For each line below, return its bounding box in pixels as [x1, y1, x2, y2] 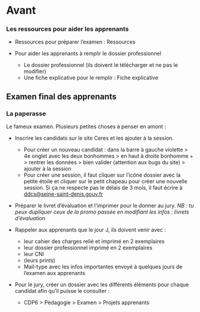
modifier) [23, 68, 46, 75]
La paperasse [6, 109, 46, 118]
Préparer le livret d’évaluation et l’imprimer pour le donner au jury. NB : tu [14, 202, 194, 209]
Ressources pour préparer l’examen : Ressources [14, 38, 136, 45]
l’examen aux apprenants [23, 270, 85, 277]
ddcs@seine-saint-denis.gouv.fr [23, 190, 103, 197]
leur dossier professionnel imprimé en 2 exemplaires [23, 244, 153, 251]
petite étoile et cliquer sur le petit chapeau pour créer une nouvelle [23, 178, 187, 185]
